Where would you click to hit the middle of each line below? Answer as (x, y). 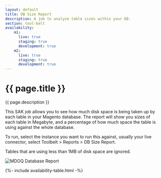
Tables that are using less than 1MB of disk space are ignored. (68, 152)
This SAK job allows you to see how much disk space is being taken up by (80, 112)
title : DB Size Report (28, 14)
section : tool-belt (25, 23)
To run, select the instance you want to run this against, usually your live (78, 137)
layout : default (22, 10)
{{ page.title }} (35, 89)
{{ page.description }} (27, 102)
